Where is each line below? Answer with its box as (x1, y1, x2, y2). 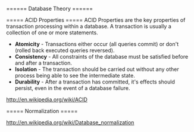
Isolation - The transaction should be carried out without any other (14, 66, 180, 73)
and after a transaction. (14, 59, 73, 66)
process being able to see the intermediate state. (14, 72, 135, 79)
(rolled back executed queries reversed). (14, 47, 115, 54)
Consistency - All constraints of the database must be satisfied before (14, 53, 189, 60)
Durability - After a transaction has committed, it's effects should (14, 78, 176, 85)
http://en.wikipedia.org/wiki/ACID (6, 96, 88, 103)
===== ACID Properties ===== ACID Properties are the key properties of (6, 17, 186, 23)
